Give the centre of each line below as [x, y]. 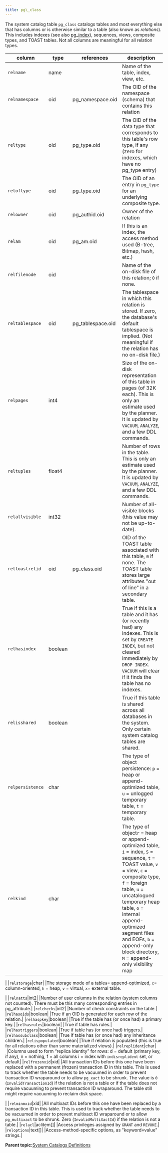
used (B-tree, [138, 244]
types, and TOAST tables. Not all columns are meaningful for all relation [79, 40]
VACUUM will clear [141, 670]
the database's [140, 317]
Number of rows [141, 446]
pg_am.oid [84, 241]
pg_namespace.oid [95, 99]
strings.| [14, 1135]
